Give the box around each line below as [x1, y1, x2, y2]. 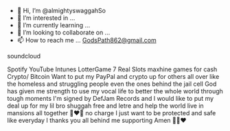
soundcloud [7, 52, 41, 60]
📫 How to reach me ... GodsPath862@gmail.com [16, 36, 157, 44]
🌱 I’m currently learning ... [16, 21, 91, 29]
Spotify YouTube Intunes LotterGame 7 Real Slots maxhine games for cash [7, 65, 218, 73]
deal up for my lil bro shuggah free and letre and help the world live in [7, 102, 204, 110]
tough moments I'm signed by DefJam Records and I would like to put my [7, 95, 214, 102]
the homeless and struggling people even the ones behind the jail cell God [7, 80, 217, 88]
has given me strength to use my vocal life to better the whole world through [7, 87, 223, 95]
